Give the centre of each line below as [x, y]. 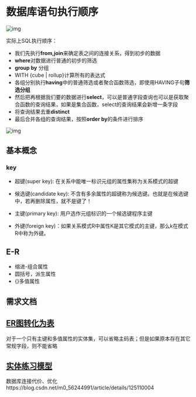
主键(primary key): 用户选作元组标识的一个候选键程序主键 [83, 213]
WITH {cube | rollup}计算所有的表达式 [60, 75]
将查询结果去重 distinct [42, 111]
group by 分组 [32, 67]
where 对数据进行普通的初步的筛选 [56, 60]
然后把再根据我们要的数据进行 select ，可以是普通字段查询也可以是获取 [99, 97]
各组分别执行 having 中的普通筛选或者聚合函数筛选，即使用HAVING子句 [99, 82]
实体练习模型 [29, 366]
